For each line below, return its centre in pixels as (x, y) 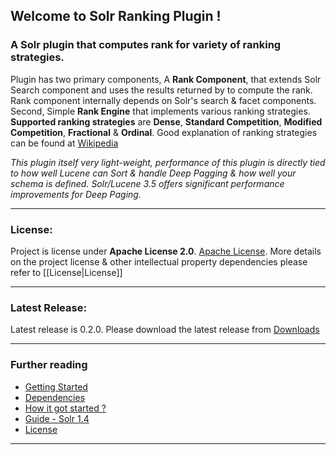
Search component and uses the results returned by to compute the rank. (161, 90)
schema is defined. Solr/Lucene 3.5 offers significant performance (147, 183)
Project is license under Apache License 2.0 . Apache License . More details (166, 251)
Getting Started (56, 386)
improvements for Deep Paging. (76, 194)
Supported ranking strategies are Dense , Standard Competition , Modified (166, 121)
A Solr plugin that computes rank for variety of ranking (146, 45)
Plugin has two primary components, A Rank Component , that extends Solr (166, 79)
